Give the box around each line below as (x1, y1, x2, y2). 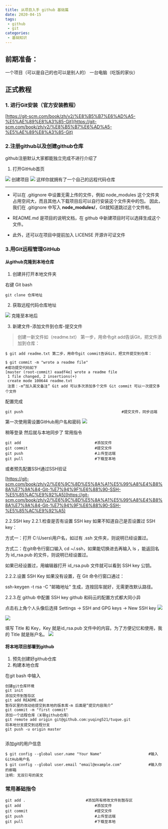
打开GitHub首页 (12, 166, 45, 172)
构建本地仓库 (12, 662, 39, 668)
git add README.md (5, 698, 43, 703)
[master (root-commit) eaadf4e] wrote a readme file (5, 369, 117, 375)
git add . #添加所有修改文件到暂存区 (5, 798, 133, 803)
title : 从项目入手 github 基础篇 (5, 7, 69, 13)
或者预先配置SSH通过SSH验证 (5, 465, 67, 471)
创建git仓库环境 (5, 684, 34, 689)
